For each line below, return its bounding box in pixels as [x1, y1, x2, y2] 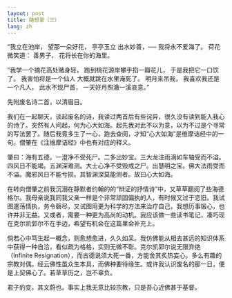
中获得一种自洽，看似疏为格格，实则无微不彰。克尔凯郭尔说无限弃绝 [7, 243, 201, 251]
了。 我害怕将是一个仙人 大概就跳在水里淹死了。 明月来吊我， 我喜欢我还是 [7, 74, 220, 83]
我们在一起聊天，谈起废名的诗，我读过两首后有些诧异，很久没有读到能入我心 [7, 112, 225, 121]
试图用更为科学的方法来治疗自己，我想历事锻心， [79, 202, 219, 210]
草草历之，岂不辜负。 [55, 268, 116, 277]
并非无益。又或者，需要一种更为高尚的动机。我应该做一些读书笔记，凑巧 [12, 211, 219, 219]
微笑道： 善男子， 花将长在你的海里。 [7, 51, 114, 59]
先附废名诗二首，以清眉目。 [7, 98, 86, 106]
